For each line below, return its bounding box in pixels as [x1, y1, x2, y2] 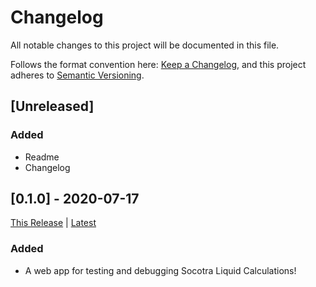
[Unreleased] [10, 98, 95, 115]
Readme [24, 151, 60, 163]
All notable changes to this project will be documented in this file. [10, 39, 280, 51]
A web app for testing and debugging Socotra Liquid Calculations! [24, 264, 297, 276]
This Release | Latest [10, 217, 97, 229]
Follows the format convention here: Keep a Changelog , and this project [10, 58, 307, 70]
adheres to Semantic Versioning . [10, 69, 145, 81]
